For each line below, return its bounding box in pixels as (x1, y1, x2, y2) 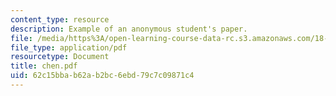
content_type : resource (10, 14, 110, 25)
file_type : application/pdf (10, 42, 128, 53)
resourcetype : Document (10, 52, 110, 62)
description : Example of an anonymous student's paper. (10, 24, 248, 34)
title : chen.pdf (10, 61, 78, 71)
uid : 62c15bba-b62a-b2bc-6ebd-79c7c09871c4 (10, 71, 195, 81)
